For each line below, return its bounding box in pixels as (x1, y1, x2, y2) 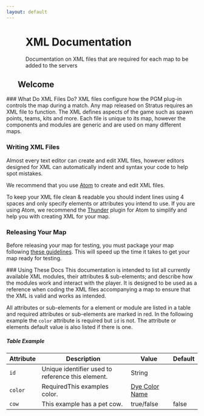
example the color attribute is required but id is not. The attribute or (6, 317, 177, 324)
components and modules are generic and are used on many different (6, 121, 182, 128)
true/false (130, 400, 158, 408)
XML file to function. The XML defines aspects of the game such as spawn (6, 108, 193, 116)
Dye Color (130, 382, 160, 390)
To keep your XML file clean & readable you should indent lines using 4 (6, 193, 184, 201)
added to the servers (25, 61, 78, 69)
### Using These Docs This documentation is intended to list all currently (6, 266, 191, 274)
